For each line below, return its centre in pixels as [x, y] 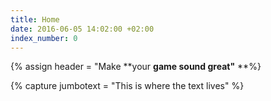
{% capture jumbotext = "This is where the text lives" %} [127, 86]
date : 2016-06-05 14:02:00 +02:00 [82, 29]
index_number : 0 [44, 38]
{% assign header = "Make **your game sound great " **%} [136, 67]
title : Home [35, 19]
